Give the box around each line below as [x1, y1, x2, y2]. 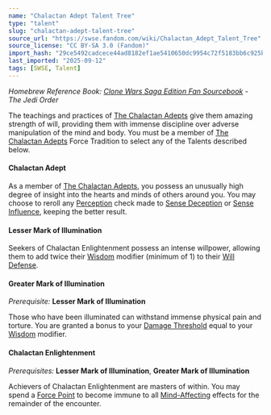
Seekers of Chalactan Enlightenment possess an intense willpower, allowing [8, 243, 261, 253]
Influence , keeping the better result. [8, 206, 127, 216]
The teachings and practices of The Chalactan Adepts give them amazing [8, 110, 253, 120]
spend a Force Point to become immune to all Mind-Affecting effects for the [8, 390, 260, 400]
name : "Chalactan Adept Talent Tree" [8, 11, 135, 20]
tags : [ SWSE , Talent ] [8, 64, 81, 73]
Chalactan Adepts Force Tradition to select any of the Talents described [8, 136, 248, 146]
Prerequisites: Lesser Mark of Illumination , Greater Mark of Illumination [8, 366, 250, 376]
